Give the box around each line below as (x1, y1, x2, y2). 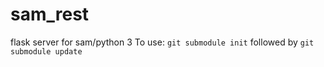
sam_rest (10, 3, 90, 26)
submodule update (10, 46, 83, 57)
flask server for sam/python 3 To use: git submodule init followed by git (10, 36, 315, 48)
